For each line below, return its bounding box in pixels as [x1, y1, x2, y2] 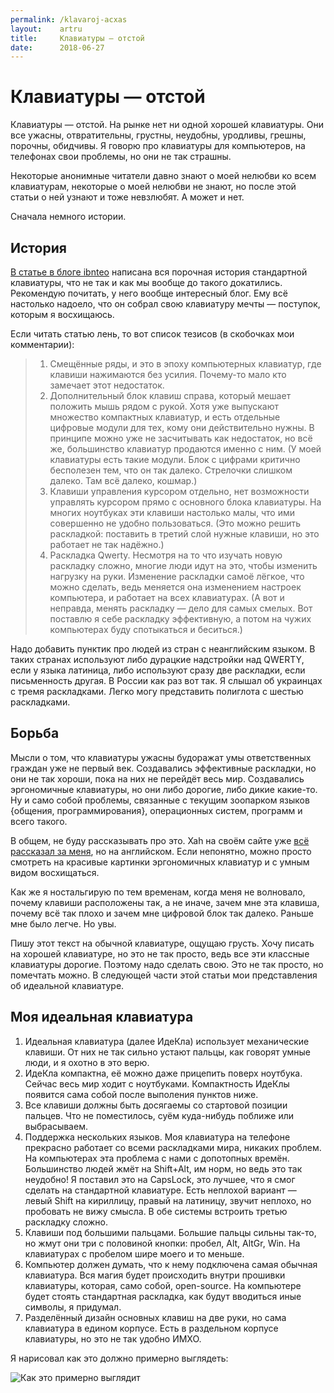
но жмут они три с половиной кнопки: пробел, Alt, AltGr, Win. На [24, 1237, 301, 1249]
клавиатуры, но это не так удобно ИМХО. [24, 1332, 202, 1345]
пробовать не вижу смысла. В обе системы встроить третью [24, 1205, 288, 1217]
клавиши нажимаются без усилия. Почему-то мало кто [49, 369, 287, 380]
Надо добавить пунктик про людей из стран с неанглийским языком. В [10, 643, 316, 655]
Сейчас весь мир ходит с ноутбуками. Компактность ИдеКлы [24, 1077, 290, 1090]
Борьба [10, 725, 60, 742]
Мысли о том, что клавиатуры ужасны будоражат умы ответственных [10, 751, 312, 763]
